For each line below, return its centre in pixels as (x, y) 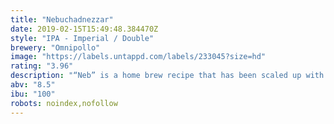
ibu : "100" (33, 94)
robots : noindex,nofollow (64, 103)
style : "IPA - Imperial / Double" (82, 38)
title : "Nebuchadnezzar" (62, 19)
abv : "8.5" (33, 85)
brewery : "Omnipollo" (55, 47)
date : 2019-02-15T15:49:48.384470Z (84, 29)
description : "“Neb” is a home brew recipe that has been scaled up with (167, 76)
